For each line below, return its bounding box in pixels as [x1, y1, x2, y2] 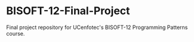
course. [6, 30, 25, 37]
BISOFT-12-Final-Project [6, 4, 130, 18]
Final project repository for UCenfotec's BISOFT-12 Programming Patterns [6, 24, 188, 31]
